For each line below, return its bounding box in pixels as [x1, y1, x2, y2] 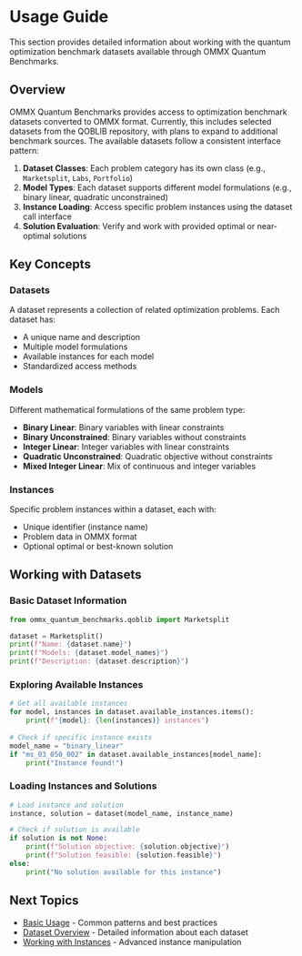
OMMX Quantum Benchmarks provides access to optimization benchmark [9, 106, 288, 117]
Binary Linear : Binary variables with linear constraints [22, 421, 225, 433]
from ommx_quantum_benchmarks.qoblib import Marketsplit [9, 615, 230, 624]
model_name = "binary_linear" [9, 741, 125, 750]
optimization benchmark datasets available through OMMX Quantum [9, 45, 267, 56]
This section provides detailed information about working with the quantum [9, 36, 291, 47]
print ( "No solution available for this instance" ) [25, 867, 222, 877]
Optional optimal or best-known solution [22, 541, 174, 552]
